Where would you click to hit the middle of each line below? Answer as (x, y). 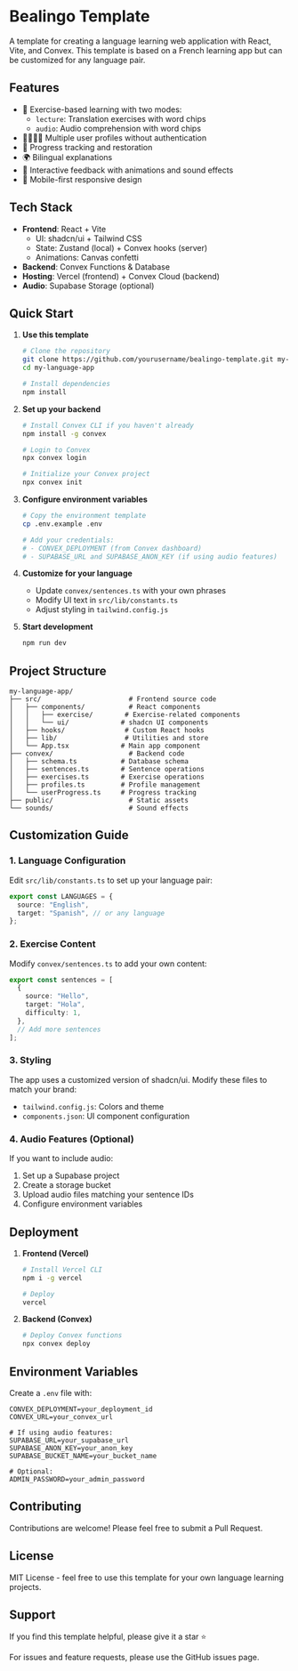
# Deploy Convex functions (72, 1336)
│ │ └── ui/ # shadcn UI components (109, 722)
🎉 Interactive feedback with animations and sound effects (128, 170)
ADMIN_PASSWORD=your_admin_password (77, 1480)
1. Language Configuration (68, 860)
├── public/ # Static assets (99, 801)
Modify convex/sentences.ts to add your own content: (108, 964)
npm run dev (44, 643)
